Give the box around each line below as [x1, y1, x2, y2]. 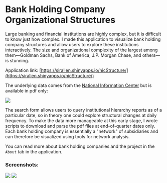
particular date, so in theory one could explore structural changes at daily [5, 112, 157, 118]
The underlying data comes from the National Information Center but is [5, 82, 152, 88]
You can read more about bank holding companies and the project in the [5, 143, 155, 149]
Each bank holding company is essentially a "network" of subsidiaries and [5, 128, 158, 134]
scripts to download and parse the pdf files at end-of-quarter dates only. [5, 123, 155, 129]
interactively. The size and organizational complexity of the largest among [5, 47, 158, 53]
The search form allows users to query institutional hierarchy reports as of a [5, 107, 162, 113]
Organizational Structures [5, 14, 116, 26]
